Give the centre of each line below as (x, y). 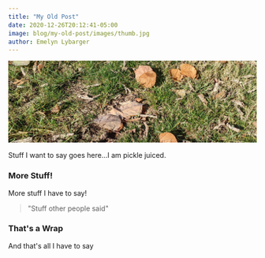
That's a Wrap (36, 229)
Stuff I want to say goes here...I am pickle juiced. (87, 155)
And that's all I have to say (51, 245)
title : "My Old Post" (44, 17)
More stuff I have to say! (48, 193)
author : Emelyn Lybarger (49, 42)
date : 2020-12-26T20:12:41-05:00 (63, 25)
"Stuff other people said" (68, 208)
